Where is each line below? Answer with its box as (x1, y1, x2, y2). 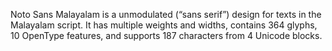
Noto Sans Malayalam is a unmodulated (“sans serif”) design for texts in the (10, 9, 322, 20)
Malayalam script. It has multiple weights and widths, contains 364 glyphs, (10, 19, 318, 31)
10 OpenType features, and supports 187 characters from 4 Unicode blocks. (10, 30, 323, 41)
